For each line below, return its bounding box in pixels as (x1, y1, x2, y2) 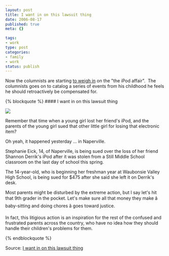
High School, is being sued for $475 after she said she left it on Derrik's (5, 174, 154, 180)
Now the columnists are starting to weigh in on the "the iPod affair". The (5, 78, 156, 84)
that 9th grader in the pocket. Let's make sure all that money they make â (5, 195, 158, 201)
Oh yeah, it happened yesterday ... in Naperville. (5, 138, 106, 145)
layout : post (5, 7, 33, 13)
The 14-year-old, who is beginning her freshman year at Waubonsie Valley (5, 169, 160, 175)
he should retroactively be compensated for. (5, 88, 98, 94)
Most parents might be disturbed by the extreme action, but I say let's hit (5, 189, 157, 196)
